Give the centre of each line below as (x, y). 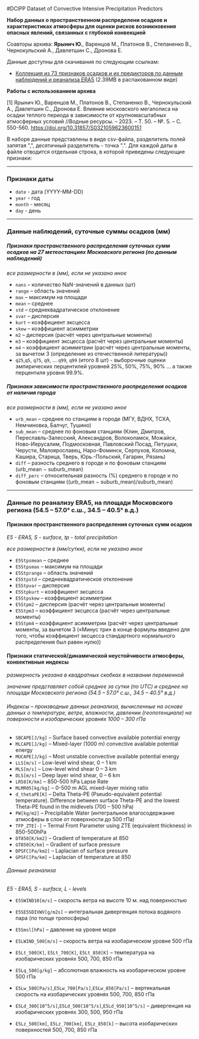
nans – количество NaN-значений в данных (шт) (75, 285)
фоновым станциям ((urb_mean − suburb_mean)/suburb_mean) (94, 482)
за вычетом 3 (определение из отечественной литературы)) (91, 354)
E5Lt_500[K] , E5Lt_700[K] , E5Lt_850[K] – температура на (85, 952)
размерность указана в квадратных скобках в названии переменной (95, 675)
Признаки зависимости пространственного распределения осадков (97, 386)
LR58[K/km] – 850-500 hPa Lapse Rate (62, 781)
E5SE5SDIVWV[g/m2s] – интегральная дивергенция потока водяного (98, 912)
